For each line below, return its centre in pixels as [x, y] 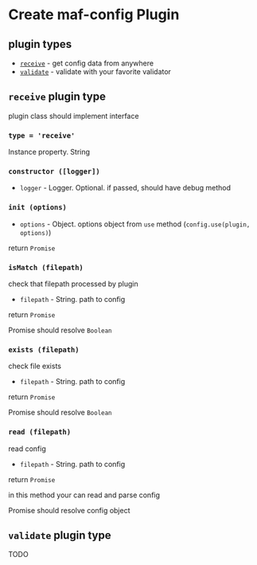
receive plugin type [57, 97]
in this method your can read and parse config [84, 495]
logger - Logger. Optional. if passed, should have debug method [125, 188]
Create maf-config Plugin [94, 15]
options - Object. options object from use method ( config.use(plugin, [135, 224]
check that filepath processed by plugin [73, 284]
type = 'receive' [42, 135]
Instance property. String [49, 152]
